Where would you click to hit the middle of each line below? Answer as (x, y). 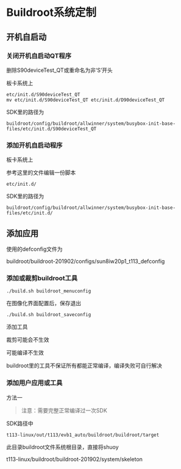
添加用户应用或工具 (34, 383)
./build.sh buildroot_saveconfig (49, 315)
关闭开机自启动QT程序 (39, 55)
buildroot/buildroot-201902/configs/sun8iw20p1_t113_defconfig (86, 261)
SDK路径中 (20, 423)
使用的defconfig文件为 (34, 249)
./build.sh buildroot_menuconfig (49, 291)
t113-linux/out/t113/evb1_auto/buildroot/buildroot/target (83, 435)
